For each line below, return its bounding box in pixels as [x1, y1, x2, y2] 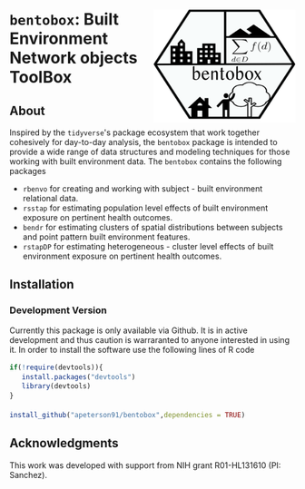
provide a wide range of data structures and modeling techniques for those [9, 146, 290, 157]
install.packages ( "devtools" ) [21, 372, 136, 381]
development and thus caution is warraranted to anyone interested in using [9, 334, 290, 345]
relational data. [22, 193, 79, 203]
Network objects [9, 48, 138, 68]
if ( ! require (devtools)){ [9, 363, 103, 372]
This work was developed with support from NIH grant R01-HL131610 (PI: [9, 459, 281, 471]
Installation [9, 277, 74, 292]
